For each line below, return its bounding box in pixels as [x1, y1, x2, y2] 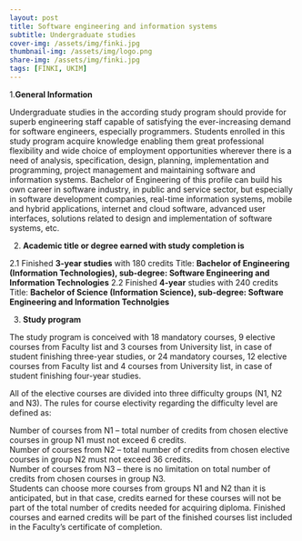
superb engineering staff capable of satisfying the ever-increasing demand [9, 115, 291, 127]
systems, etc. [9, 222, 60, 233]
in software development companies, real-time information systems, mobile [9, 193, 293, 205]
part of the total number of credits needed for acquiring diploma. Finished [9, 502, 286, 513]
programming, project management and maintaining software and [9, 165, 256, 175]
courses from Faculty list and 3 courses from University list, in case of [9, 341, 273, 352]
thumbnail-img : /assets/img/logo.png [9, 47, 153, 56]
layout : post [9, 13, 59, 23]
